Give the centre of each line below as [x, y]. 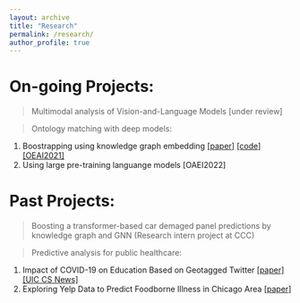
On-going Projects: [82, 87]
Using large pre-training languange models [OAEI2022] [124, 165]
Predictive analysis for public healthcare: [106, 253]
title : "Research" [43, 26]
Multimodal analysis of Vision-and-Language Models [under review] [157, 112]
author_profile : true [50, 42]
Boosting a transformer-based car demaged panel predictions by [151, 226]
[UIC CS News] [50, 280]
